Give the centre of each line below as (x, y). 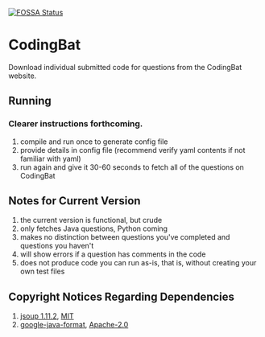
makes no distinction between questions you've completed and (125, 237)
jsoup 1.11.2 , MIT (47, 316)
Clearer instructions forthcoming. (76, 124)
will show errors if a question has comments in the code (113, 254)
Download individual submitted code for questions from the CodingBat (125, 67)
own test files (42, 271)
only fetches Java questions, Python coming (93, 228)
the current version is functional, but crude (91, 220)
